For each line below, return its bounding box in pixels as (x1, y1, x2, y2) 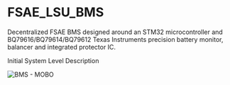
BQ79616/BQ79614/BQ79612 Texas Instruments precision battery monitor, (7, 35, 224, 43)
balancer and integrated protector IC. (7, 42, 116, 51)
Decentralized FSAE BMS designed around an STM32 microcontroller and (7, 28, 224, 36)
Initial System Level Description (7, 56, 99, 64)
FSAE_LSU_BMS (7, 4, 104, 21)
